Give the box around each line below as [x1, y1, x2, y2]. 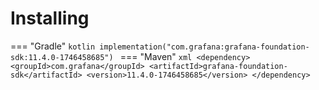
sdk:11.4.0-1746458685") [10, 52, 114, 62]
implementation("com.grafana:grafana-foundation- [99, 42, 310, 52]
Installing [10, 7, 90, 30]
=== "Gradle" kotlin [10, 40, 96, 52]
